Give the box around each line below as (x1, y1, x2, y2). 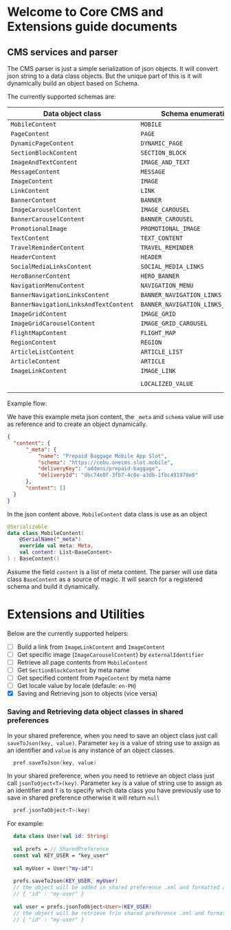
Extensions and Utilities (7, 607, 145, 623)
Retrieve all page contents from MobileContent (16, 658, 148, 666)
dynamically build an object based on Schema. (7, 79, 140, 87)
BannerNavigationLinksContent (10, 291, 110, 299)
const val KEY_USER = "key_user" (13, 852, 109, 859)
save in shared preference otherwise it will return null (7, 793, 160, 802)
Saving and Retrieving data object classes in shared (7, 707, 184, 717)
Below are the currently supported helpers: (7, 629, 129, 638)
